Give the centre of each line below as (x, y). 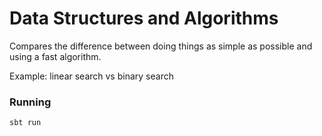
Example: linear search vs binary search (91, 76)
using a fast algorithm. (55, 56)
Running (30, 102)
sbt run (25, 123)
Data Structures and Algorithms (144, 18)
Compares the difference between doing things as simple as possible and (161, 46)
